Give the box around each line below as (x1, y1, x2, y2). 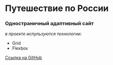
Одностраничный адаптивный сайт (5, 20, 94, 27)
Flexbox (12, 45, 28, 51)
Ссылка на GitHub (5, 55, 42, 61)
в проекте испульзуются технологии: (5, 31, 82, 37)
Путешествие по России (5, 3, 109, 14)
